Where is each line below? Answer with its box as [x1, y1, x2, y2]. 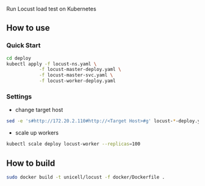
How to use [6, 23, 50, 33]
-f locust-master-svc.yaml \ [38, 72, 113, 78]
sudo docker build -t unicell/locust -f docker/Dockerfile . [6, 174, 165, 180]
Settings [6, 92, 32, 100]
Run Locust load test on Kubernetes [6, 6, 96, 12]
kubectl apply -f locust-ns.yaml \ [6, 61, 97, 67]
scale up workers [15, 129, 59, 136]
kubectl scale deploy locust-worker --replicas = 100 [6, 141, 140, 147]
